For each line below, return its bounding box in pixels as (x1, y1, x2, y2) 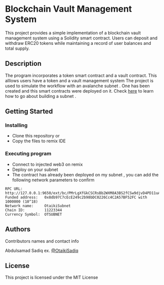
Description (5, 59, 41, 68)
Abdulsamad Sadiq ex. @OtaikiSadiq (5, 247, 79, 253)
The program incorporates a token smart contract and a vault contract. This (5, 72, 157, 78)
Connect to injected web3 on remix (12, 161, 83, 167)
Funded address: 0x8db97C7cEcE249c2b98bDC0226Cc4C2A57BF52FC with (5, 195, 147, 200)
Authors (5, 225, 31, 233)
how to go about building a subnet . (5, 93, 77, 99)
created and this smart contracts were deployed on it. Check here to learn (5, 88, 154, 94)
